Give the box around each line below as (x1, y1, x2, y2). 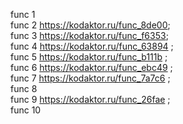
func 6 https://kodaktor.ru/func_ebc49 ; (10, 62, 173, 73)
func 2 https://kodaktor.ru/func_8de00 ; (10, 19, 171, 31)
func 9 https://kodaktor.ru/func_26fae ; (10, 94, 171, 105)
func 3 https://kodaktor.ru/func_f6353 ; (10, 30, 169, 41)
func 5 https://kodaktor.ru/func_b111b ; (10, 51, 168, 63)
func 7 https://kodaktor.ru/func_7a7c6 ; (10, 72, 171, 84)
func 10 (10, 104, 42, 116)
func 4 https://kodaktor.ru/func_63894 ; (10, 40, 174, 52)
